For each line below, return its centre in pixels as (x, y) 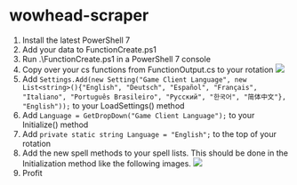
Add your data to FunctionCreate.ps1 (89, 49)
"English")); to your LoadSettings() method (103, 105)
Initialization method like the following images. (106, 163)
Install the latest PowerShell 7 (76, 40)
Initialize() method (55, 125)
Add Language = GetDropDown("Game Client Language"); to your (138, 115)
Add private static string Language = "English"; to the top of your (149, 133)
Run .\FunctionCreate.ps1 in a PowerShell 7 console (116, 59)
